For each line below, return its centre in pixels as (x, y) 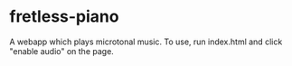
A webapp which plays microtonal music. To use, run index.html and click (146, 42)
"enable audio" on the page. (62, 51)
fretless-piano (64, 17)
